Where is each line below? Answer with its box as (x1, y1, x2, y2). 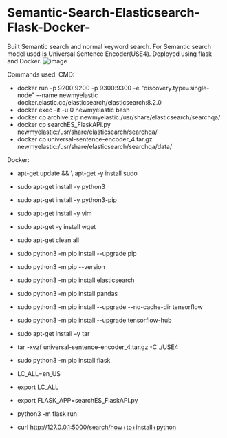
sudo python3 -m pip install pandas (17, 289, 118, 297)
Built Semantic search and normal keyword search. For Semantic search (7, 42, 212, 50)
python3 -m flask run (17, 409, 78, 418)
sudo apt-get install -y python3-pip (17, 195, 117, 204)
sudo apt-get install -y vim (17, 209, 92, 217)
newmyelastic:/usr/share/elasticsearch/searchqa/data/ (17, 142, 173, 150)
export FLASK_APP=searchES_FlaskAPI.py (17, 396, 138, 404)
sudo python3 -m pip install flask (17, 356, 111, 364)
